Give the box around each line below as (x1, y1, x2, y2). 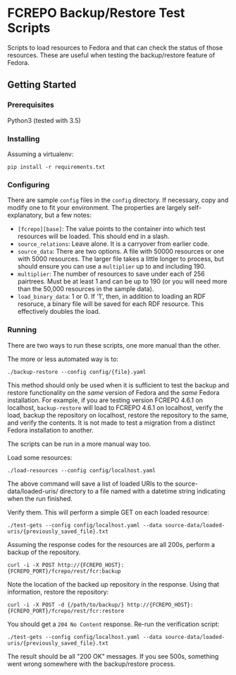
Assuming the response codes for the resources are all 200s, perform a (7, 540, 216, 548)
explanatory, (7, 211, 44, 220)
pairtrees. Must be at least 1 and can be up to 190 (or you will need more (17, 277, 228, 286)
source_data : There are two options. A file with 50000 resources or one (17, 247, 225, 256)
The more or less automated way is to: (7, 355, 118, 363)
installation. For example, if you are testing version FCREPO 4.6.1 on (7, 396, 203, 404)
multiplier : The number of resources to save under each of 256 (17, 270, 206, 278)
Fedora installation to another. (7, 425, 94, 434)
